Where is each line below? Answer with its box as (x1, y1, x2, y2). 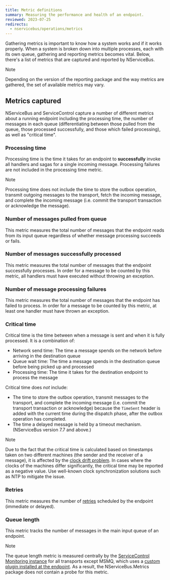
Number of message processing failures (5, 286, 107, 293)
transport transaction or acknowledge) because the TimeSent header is (12, 405, 161, 411)
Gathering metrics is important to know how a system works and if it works (5, 40, 162, 46)
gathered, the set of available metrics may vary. (5, 82, 105, 88)
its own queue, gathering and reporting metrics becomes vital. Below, (5, 51, 151, 58)
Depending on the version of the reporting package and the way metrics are (5, 76, 164, 82)
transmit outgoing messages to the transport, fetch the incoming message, (5, 192, 161, 198)
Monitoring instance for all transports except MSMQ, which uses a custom (5, 558, 160, 564)
